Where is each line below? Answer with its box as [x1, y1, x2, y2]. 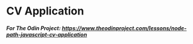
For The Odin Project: [6, 24, 61, 31]
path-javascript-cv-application [6, 31, 88, 38]
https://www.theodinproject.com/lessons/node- [61, 24, 187, 31]
